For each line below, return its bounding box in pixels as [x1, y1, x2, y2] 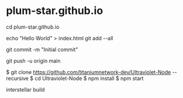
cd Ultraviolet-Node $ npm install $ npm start [34, 75, 144, 82]
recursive [6, 75, 29, 82]
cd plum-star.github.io [6, 23, 60, 30]
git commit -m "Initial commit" [6, 45, 78, 53]
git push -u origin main [6, 57, 61, 64]
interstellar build [6, 86, 45, 93]
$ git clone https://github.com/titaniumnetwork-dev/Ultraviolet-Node [6, 68, 171, 75]
